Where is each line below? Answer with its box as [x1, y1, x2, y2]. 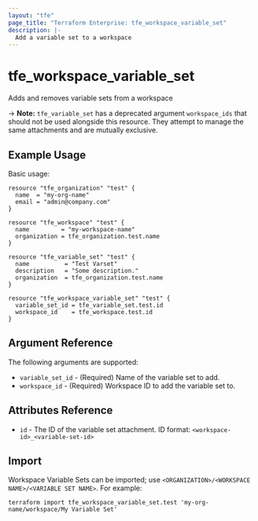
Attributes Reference [8, 404, 113, 417]
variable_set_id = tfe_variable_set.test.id [15, 301, 164, 309]
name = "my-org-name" [15, 191, 90, 199]
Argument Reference [8, 336, 113, 350]
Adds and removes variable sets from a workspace [8, 94, 173, 103]
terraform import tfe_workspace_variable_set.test [8, 499, 178, 507]
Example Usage [8, 148, 87, 161]
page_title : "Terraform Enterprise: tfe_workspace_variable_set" [8, 19, 227, 27]
